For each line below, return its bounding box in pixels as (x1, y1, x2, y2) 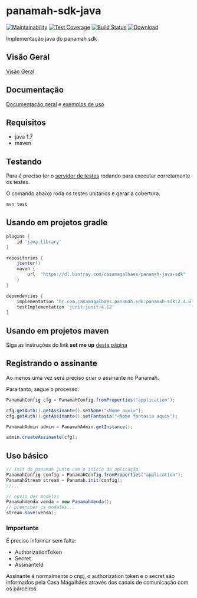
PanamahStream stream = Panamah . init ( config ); (6, 477, 123, 483)
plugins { (6, 233, 31, 239)
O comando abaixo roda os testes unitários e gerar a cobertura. (6, 190, 160, 197)
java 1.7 (14, 133, 33, 140)
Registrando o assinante (6, 359, 97, 369)
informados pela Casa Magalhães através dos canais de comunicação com (6, 579, 189, 586)
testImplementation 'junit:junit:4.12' (17, 304, 115, 310)
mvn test (6, 202, 28, 208)
